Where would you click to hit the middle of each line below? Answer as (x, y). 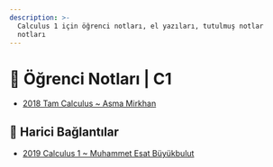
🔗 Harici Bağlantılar (64, 132)
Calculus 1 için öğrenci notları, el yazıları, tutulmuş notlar (141, 26)
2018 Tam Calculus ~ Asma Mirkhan (89, 103)
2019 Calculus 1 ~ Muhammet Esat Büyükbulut (108, 154)
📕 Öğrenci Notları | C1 (91, 79)
